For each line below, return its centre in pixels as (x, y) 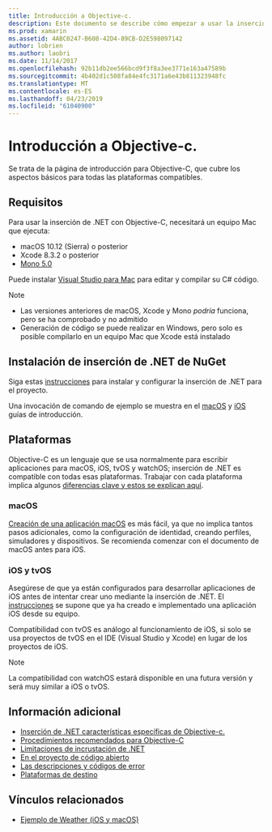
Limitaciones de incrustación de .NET (83, 749)
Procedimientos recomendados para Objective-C (102, 740)
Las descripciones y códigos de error (83, 766)
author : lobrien (36, 46)
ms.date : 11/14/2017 (43, 62)
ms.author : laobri (39, 53)
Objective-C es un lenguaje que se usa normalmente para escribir (118, 459)
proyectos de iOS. (38, 647)
